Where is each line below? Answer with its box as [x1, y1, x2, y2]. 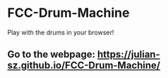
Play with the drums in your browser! [7, 28, 114, 37]
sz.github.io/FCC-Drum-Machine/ [7, 60, 161, 72]
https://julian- [97, 48, 160, 60]
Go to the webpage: [7, 48, 95, 60]
